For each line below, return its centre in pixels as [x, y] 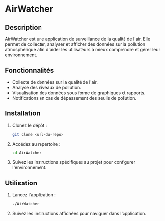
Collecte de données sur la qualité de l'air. [55, 82]
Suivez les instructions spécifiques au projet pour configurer [74, 162]
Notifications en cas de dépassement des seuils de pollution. [74, 98]
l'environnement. [29, 167]
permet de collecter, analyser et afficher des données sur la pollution [75, 44]
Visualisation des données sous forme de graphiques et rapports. [79, 93]
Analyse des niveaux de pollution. [47, 87]
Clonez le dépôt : [30, 125]
